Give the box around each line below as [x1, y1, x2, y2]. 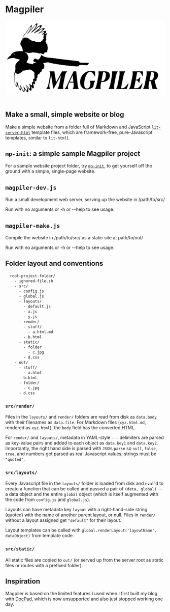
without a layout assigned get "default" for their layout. [5, 517, 122, 523]
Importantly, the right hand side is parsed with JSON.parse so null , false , [5, 446, 157, 452]
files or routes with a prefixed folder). [5, 562, 83, 568]
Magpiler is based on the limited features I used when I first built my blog [5, 591, 158, 597]
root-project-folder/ [10, 273, 56, 279]
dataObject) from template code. [5, 533, 74, 539]
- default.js [23, 304, 51, 309]
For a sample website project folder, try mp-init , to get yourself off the [5, 163, 152, 169]
